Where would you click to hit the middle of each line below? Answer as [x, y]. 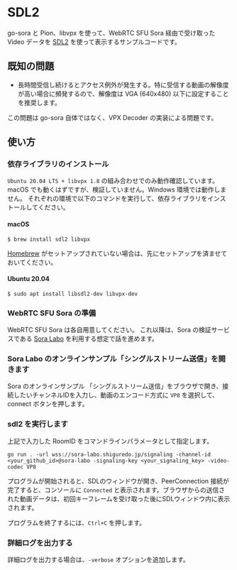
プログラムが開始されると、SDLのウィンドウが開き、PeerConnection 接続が [118, 481]
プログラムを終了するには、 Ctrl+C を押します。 [77, 522]
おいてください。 [32, 262]
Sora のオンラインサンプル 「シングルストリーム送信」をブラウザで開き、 [115, 386]
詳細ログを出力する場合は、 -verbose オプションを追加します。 [98, 560]
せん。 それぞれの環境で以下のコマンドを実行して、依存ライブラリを [108, 199]
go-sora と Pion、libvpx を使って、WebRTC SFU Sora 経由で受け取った [111, 33]
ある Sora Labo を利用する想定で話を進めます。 [89, 339]
